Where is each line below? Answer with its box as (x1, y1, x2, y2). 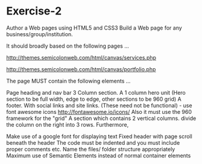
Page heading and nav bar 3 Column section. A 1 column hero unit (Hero (6, 89, 186, 96)
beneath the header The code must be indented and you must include (6, 139, 180, 146)
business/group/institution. (6, 30, 74, 37)
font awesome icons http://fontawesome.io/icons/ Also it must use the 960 (6, 108, 192, 115)
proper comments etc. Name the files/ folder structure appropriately (6, 145, 175, 153)
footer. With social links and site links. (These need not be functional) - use (6, 101, 192, 109)
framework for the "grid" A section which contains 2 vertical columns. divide (6, 115, 197, 122)
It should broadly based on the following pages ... (6, 42, 130, 49)
